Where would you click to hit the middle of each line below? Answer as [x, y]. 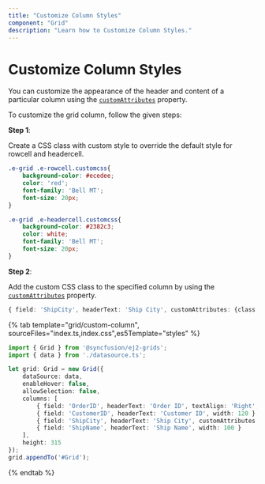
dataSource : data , [52, 376]
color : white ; [45, 234]
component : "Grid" [38, 23]
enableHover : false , [56, 384]
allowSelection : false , [62, 391]
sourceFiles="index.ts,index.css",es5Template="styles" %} [104, 333]
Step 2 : [20, 271]
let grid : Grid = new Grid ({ [56, 369]
